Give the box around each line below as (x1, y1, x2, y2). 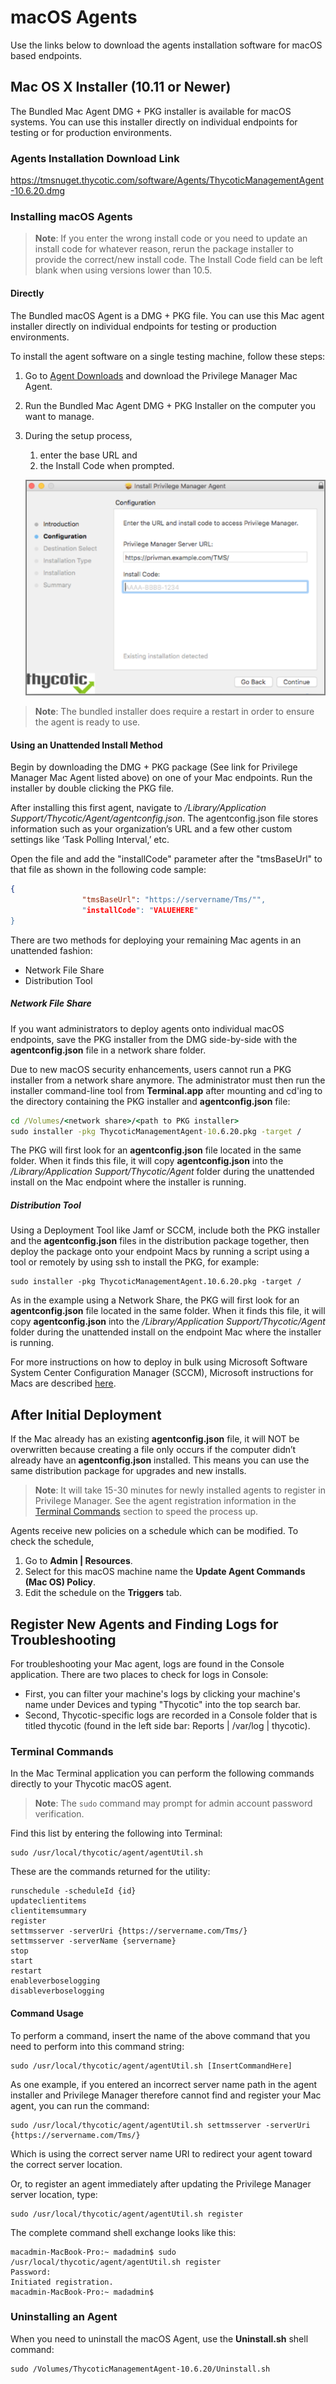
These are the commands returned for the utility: (10, 1866, 211, 1878)
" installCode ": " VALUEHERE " (81, 905, 199, 915)
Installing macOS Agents (10, 209, 133, 223)
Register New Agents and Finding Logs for (10, 1616, 279, 1633)
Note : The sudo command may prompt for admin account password (34, 1797, 313, 1810)
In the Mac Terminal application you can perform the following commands (10, 1767, 315, 1780)
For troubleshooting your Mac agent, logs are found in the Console (10, 1658, 285, 1670)
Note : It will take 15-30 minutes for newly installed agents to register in (34, 1484, 326, 1496)
